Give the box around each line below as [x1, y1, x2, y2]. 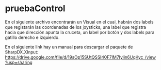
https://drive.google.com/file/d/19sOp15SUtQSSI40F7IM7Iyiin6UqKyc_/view [5, 54, 156, 60]
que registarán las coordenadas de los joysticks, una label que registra [5, 24, 146, 30]
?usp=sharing [5, 59, 32, 65]
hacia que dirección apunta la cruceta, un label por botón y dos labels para [5, 29, 155, 35]
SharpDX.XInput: [5, 49, 39, 55]
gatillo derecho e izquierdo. [5, 35, 60, 40]
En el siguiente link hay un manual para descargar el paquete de [5, 44, 133, 50]
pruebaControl [5, 3, 65, 14]
